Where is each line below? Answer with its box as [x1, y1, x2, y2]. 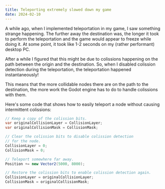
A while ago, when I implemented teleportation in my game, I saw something [5, 25, 161, 31]
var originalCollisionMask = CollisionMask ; [5, 125, 98, 130]
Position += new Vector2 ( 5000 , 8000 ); [5, 161, 85, 166]
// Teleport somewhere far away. [5, 156, 74, 162]
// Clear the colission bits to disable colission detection [5, 134, 134, 139]
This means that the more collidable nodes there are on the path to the [5, 81, 149, 87]
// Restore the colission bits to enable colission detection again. [5, 170, 152, 175]
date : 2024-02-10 [5, 12, 41, 17]
